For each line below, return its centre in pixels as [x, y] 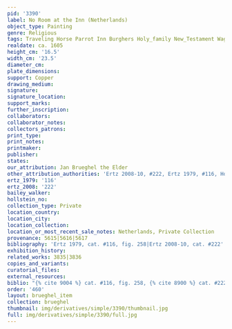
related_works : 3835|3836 [44, 257]
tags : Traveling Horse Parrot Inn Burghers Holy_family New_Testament [111, 39]
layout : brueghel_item [40, 296]
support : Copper [30, 78]
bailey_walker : [29, 193]
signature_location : [37, 97]
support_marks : [29, 103]
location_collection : [38, 225]
